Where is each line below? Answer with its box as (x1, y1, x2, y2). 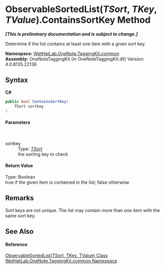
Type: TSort (18, 145, 43, 152)
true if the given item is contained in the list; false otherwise (5, 179, 130, 185)
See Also (5, 227, 34, 236)
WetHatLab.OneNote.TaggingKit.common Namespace (5, 258, 118, 264)
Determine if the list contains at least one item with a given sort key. (5, 40, 146, 46)
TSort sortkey (14, 103, 44, 109)
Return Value (5, 163, 33, 169)
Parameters (5, 119, 30, 125)
